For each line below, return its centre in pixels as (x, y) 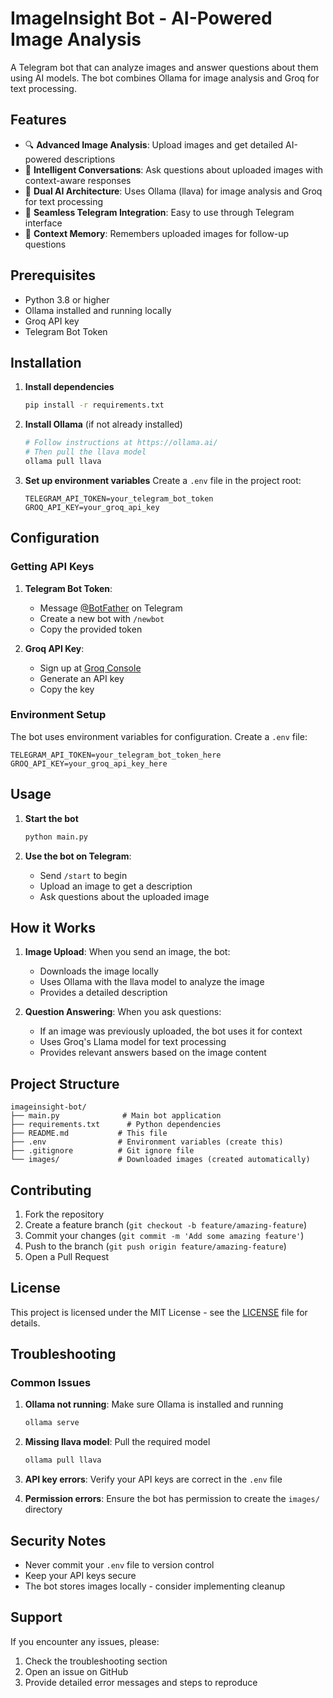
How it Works (53, 927)
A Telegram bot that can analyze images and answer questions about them (164, 67)
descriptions (89, 159)
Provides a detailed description (103, 993)
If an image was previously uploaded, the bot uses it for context (171, 1031)
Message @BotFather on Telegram (111, 608)
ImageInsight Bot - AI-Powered (141, 18)
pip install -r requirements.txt (94, 405)
